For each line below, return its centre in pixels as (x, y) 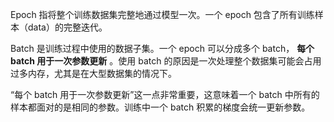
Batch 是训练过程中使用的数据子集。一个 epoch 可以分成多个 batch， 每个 (162, 48)
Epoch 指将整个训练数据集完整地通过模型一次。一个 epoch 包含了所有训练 (162, 14)
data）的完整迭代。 (67, 27)
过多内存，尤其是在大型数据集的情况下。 (93, 73)
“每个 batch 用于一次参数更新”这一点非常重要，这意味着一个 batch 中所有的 (165, 94)
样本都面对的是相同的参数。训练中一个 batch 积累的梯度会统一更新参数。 (160, 107)
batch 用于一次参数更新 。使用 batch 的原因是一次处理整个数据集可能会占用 (166, 61)
